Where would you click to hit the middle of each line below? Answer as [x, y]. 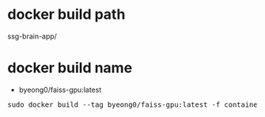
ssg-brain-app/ [32, 36]
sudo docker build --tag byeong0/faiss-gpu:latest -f [114, 104]
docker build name [70, 68]
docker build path [66, 15]
